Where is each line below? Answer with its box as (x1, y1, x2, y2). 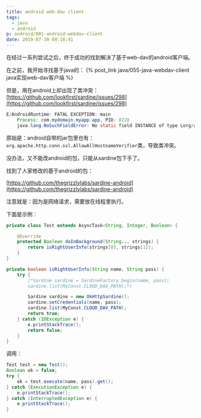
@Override (17, 233, 42, 240)
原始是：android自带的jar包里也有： (6, 134, 95, 141)
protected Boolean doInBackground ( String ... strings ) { (17, 239, 160, 245)
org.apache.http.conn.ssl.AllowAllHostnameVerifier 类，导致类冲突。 (6, 141, 179, 149)
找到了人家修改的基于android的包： (6, 167, 94, 174)
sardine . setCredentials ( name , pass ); (28, 299, 121, 305)
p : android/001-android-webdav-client (6, 31, 103, 37)
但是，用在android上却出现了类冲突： (6, 87, 99, 93)
